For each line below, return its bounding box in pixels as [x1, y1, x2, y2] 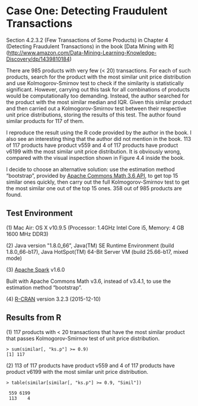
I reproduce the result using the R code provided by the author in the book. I [6, 129, 191, 136]
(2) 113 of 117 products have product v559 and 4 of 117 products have [6, 361, 175, 369]
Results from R [6, 313, 62, 323]
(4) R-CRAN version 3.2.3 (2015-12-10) [6, 295, 101, 303]
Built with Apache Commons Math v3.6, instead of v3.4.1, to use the [6, 278, 171, 285]
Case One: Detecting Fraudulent [6, 4, 168, 18]
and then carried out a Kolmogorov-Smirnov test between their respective [6, 105, 187, 112]
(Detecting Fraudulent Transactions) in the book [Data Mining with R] [6, 43, 174, 50]
